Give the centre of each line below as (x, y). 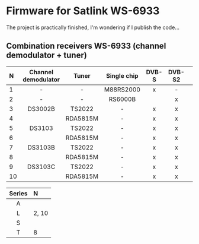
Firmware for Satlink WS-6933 (83, 11)
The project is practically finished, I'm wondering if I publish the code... (93, 27)
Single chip (122, 75)
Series (18, 193)
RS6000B (122, 99)
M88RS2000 (122, 89)
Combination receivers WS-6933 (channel (86, 46)
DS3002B (41, 109)
